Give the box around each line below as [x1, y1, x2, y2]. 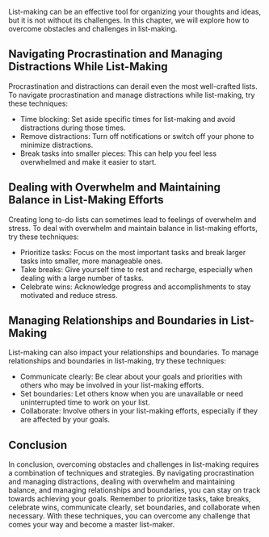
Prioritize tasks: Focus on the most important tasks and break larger [19, 247, 246, 257]
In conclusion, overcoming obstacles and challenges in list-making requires [8, 459, 259, 469]
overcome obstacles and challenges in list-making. [8, 24, 178, 33]
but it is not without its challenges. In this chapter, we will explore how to [8, 15, 250, 25]
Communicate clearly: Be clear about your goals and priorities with [19, 371, 242, 382]
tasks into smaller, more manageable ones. [19, 256, 163, 266]
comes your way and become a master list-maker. [8, 520, 175, 530]
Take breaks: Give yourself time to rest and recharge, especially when [19, 264, 253, 274]
